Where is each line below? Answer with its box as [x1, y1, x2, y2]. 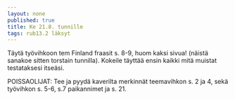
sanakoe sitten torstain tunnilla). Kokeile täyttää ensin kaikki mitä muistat [7, 57, 217, 65]
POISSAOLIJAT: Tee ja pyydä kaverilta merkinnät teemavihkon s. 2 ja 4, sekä [7, 78, 229, 86]
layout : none [7, 10, 46, 17]
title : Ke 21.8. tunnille [7, 23, 83, 30]
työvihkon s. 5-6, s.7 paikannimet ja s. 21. [7, 85, 127, 93]
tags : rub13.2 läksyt [7, 29, 71, 37]
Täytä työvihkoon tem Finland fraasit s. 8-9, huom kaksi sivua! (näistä [7, 49, 209, 57]
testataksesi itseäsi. [7, 64, 65, 72]
